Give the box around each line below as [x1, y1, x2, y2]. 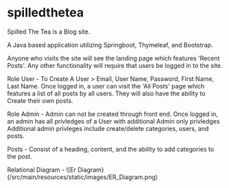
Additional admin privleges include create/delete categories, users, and [7, 124, 209, 132]
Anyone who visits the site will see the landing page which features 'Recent [7, 54, 220, 62]
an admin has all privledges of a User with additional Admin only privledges [7, 117, 220, 125]
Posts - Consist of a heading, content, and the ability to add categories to [7, 145, 215, 153]
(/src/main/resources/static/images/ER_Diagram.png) [7, 173, 158, 181]
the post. [7, 152, 32, 161]
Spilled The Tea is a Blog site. [7, 27, 91, 36]
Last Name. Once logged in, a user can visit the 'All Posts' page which [7, 82, 205, 90]
